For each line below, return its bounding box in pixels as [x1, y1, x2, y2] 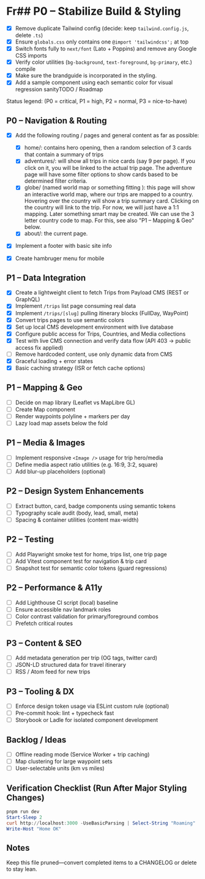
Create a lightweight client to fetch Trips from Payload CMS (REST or [15, 289, 189, 296]
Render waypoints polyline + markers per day [15, 412, 130, 420]
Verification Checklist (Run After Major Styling [6, 783, 187, 793]
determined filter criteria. [24, 177, 88, 185]
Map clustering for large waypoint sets [15, 758, 113, 765]
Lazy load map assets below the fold [15, 420, 108, 427]
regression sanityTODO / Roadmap [15, 86, 103, 93]
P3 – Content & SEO [6, 638, 82, 648]
